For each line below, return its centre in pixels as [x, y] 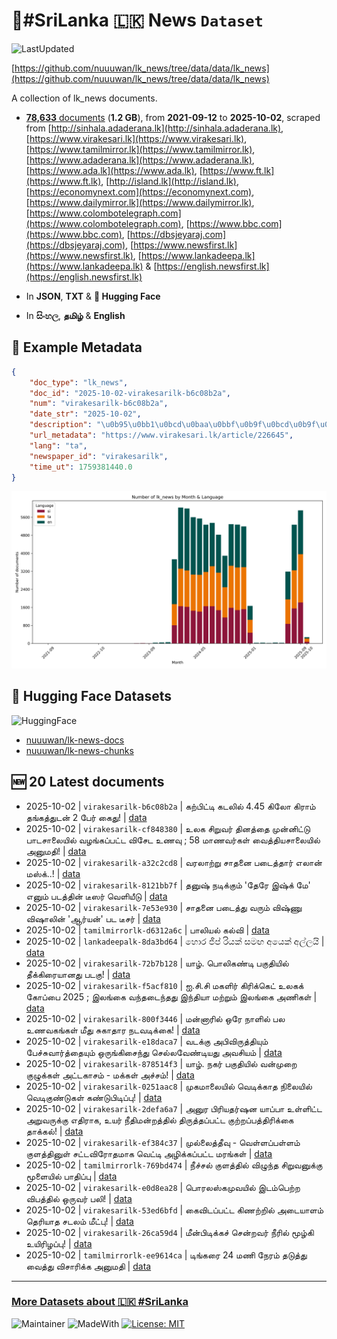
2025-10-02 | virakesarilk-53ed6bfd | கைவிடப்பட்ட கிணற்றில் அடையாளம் [174, 1210]
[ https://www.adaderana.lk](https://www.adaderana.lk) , [140, 160]
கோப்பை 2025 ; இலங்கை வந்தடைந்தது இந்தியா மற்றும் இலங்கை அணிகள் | [171, 996]
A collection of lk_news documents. [84, 98]
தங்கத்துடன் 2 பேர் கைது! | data [86, 817]
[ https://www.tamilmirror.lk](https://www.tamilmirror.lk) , [140, 149]
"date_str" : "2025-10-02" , [85, 414]
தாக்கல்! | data [54, 1131]
